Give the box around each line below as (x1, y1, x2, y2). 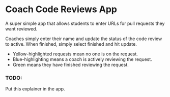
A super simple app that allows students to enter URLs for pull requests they (5, 20, 165, 26)
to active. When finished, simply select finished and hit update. (5, 41, 137, 47)
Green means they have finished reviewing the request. (12, 61, 129, 68)
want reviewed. (5, 25, 38, 31)
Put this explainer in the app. (5, 86, 65, 92)
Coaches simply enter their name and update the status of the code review (5, 36, 162, 42)
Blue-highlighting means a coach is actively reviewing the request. (12, 56, 153, 62)
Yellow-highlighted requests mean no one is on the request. (12, 51, 138, 57)
